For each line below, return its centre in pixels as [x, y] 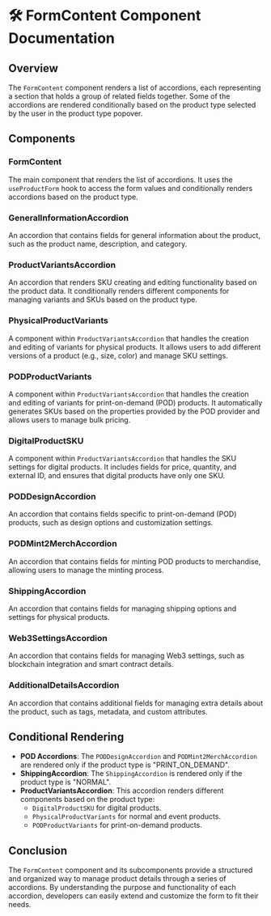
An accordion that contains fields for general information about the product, [135, 235]
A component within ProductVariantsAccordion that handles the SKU [123, 459]
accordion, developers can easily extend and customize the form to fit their [133, 896]
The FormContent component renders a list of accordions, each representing [135, 87]
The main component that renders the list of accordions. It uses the [121, 180]
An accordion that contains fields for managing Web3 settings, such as [127, 655]
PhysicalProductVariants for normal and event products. [126, 816]
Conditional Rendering [66, 737]
